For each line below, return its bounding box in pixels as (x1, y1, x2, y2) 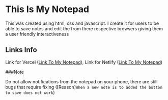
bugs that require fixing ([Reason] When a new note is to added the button (5, 84, 163, 90)
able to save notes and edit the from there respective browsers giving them (5, 25, 163, 31)
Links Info (5, 45, 37, 54)
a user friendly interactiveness (5, 31, 69, 37)
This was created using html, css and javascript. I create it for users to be (5, 20, 159, 26)
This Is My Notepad (5, 4, 90, 15)
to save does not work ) (5, 89, 55, 95)
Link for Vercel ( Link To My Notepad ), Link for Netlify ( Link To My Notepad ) (5, 59, 163, 65)
